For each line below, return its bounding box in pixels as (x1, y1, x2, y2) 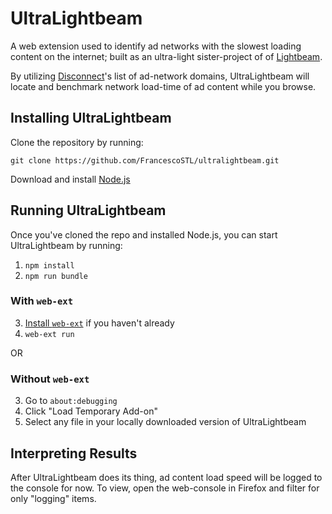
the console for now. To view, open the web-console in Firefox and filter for (10, 482, 320, 494)
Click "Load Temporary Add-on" (24, 405, 158, 417)
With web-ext (10, 294, 74, 308)
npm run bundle (24, 271, 89, 281)
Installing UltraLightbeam (10, 110, 172, 127)
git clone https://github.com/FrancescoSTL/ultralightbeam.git (10, 155, 280, 166)
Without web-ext (10, 372, 90, 386)
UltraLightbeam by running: (10, 239, 123, 251)
